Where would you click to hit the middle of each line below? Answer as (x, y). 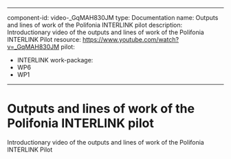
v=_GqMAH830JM (33, 47)
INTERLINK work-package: (55, 60)
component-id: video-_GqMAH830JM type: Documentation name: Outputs (113, 17)
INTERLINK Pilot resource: (44, 39)
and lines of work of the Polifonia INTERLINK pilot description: (95, 25)
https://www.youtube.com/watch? (131, 39)
